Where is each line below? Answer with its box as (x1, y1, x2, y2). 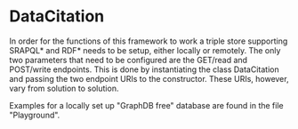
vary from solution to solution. (9, 83, 119, 93)
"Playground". (9, 109, 60, 120)
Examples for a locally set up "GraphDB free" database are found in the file (9, 100, 284, 110)
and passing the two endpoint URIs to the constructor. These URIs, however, (9, 73, 289, 84)
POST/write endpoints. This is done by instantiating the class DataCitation (9, 64, 279, 75)
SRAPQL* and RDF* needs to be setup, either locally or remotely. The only (9, 44, 281, 55)
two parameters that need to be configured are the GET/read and (9, 54, 247, 65)
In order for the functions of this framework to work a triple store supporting (9, 36, 288, 46)
